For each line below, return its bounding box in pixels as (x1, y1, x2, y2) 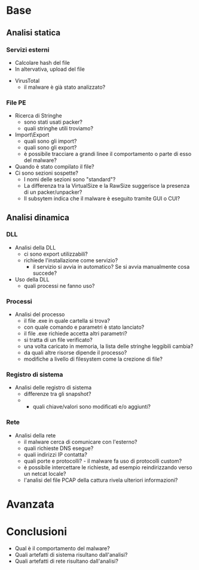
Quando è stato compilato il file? (14, 163, 94, 170)
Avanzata (6, 497, 55, 511)
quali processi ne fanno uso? (23, 282, 95, 289)
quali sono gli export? (23, 144, 77, 151)
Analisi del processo (14, 311, 65, 318)
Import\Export (14, 131, 50, 139)
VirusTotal (14, 77, 40, 84)
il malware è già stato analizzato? (23, 83, 106, 91)
